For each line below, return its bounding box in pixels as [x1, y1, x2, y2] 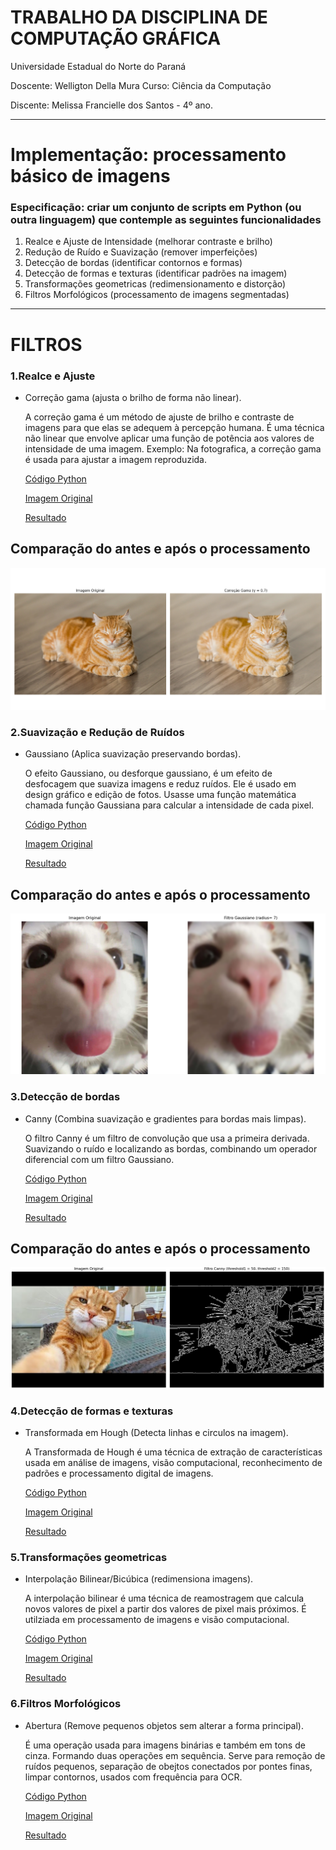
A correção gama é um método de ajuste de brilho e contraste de [24, 411, 295, 423]
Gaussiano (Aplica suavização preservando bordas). [24, 748, 242, 760]
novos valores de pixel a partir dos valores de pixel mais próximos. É [24, 1603, 307, 1615]
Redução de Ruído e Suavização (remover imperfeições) [24, 246, 258, 258]
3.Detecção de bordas [10, 1090, 121, 1104]
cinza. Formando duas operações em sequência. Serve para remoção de [24, 1749, 326, 1761]
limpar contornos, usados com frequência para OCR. [24, 1771, 243, 1783]
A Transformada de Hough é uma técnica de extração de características [24, 1446, 323, 1458]
